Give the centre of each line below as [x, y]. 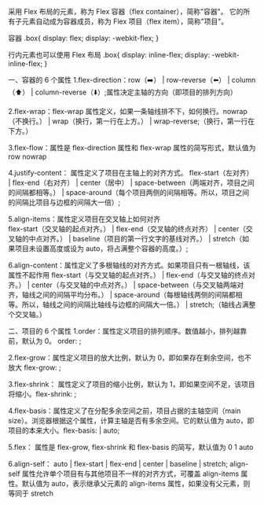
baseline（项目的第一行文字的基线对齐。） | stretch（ [158, 239]
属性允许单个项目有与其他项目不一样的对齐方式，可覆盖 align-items [131, 474]
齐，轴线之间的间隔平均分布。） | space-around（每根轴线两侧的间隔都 [122, 295]
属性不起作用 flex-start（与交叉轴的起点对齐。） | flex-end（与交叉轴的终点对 [132, 275]
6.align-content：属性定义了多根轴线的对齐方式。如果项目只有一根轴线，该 [129, 265]
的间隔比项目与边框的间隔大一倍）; [64, 202]
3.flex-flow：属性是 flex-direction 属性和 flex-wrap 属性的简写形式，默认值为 [132, 147]
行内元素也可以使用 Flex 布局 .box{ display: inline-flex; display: [109, 55]
